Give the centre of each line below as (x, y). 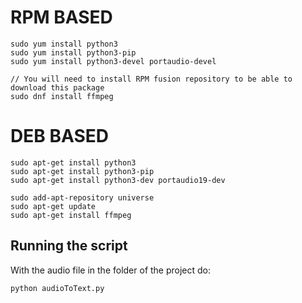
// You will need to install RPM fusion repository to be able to (151, 79)
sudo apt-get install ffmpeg (71, 215)
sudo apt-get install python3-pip (82, 171)
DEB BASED (59, 136)
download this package (57, 87)
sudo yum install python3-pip (73, 52)
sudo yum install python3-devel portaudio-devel (113, 61)
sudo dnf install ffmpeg (62, 96)
